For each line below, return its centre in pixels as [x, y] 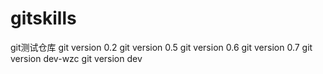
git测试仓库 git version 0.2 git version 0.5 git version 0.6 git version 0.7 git [161, 47]
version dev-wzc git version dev [76, 58]
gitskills [43, 18]
